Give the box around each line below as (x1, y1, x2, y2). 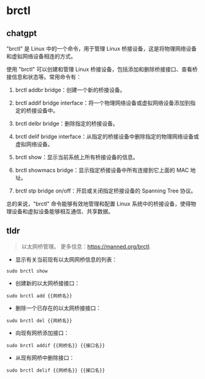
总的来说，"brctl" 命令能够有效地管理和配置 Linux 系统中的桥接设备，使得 (6, 200, 191, 207)
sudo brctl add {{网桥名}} (6, 293, 72, 299)
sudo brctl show (6, 268, 48, 274)
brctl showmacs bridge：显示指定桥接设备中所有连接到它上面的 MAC (15, 166, 189, 174)
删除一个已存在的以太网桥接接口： (15, 304, 102, 312)
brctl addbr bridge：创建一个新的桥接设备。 (15, 86, 125, 94)
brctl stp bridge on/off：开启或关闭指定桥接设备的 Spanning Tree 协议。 (15, 187, 197, 194)
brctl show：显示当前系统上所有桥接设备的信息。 (15, 153, 139, 161)
